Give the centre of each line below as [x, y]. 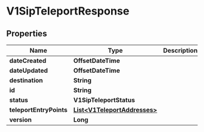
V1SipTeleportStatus [104, 100]
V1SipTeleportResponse [68, 11]
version [21, 120]
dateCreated [28, 61]
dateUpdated [29, 71]
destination [26, 80]
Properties [27, 34]
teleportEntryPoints [39, 110]
